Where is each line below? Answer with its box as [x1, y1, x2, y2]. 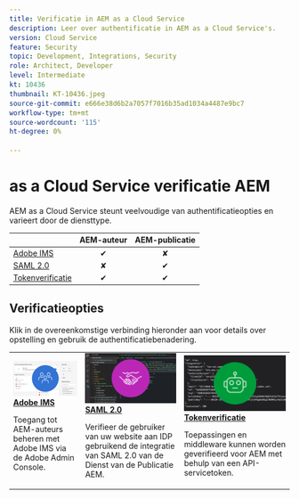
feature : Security [9, 43, 77, 52]
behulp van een [183, 458, 241, 469]
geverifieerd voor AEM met [183, 448, 283, 459]
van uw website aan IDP [85, 431, 174, 442]
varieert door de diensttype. [9, 215, 112, 225]
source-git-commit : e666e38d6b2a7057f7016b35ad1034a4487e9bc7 [9, 99, 245, 108]
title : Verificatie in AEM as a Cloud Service [9, 14, 185, 23]
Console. [12, 462, 46, 472]
